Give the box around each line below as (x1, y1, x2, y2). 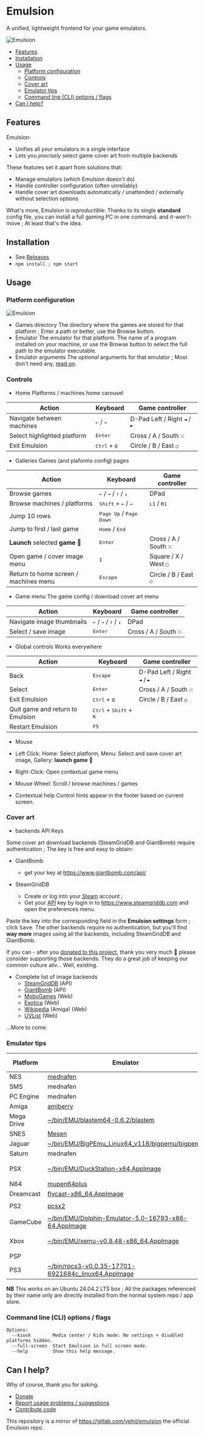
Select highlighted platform (9, 431, 87, 439)
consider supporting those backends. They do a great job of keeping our (6, 954, 188, 962)
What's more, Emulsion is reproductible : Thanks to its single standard (6, 206, 181, 214)
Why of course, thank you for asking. (6, 1381, 99, 1388)
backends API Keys (15, 827, 64, 834)
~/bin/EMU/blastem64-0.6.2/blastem (47, 1116, 155, 1124)
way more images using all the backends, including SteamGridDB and (6, 930, 181, 937)
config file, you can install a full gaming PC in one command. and (6, 213, 169, 220)
